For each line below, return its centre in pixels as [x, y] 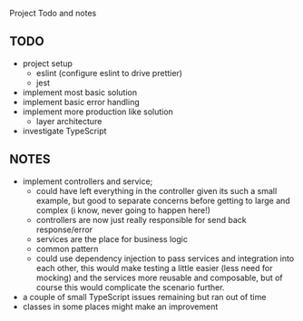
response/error [64, 229]
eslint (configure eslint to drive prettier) [109, 73]
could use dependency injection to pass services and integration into [165, 258]
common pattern [67, 248]
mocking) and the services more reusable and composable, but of [159, 277]
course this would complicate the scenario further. [130, 287]
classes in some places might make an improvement [120, 306]
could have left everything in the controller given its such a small [156, 190]
